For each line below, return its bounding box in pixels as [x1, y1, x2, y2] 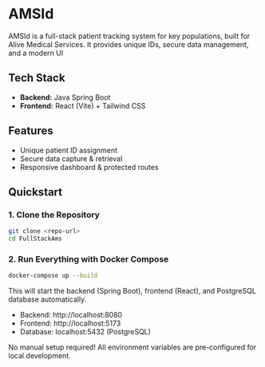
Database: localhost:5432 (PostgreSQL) [19, 327, 152, 337]
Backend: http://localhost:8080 [19, 310, 123, 320]
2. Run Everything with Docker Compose [8, 253, 169, 264]
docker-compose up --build [8, 272, 98, 280]
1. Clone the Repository [8, 209, 100, 220]
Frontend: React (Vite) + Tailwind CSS [19, 101, 146, 110]
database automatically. [8, 294, 87, 304]
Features [8, 124, 53, 138]
